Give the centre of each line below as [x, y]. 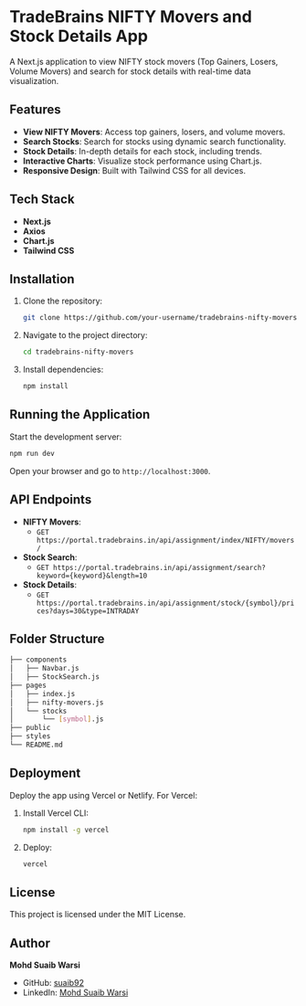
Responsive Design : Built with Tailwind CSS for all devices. [134, 170]
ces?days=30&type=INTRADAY [88, 611]
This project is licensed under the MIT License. [98, 915]
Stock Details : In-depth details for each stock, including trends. [142, 151]
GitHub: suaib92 [53, 983]
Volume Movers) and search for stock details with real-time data [130, 71]
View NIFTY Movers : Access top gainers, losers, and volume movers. [154, 132]
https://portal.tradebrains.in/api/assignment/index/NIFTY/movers [165, 540]
